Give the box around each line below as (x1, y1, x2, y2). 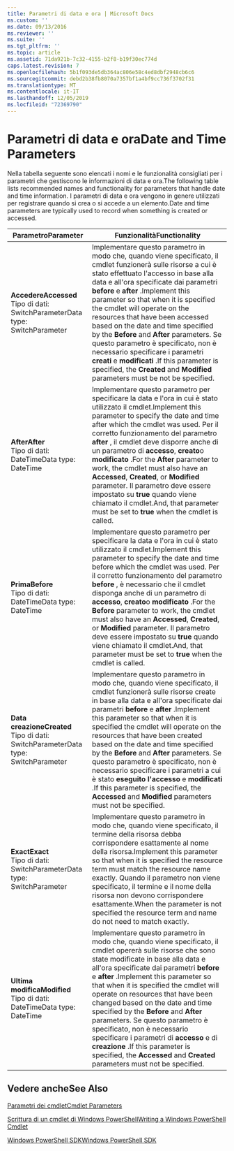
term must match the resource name (91, 864, 211, 874)
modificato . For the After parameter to (91, 454, 219, 464)
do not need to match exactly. (91, 916, 189, 926)
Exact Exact (10, 846, 49, 856)
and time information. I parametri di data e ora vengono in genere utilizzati (7, 191, 220, 200)
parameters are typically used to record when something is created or (7, 206, 208, 215)
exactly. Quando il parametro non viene (91, 873, 221, 883)
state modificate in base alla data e (91, 954, 206, 964)
